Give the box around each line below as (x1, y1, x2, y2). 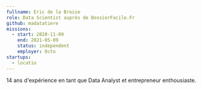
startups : (6, 54, 32, 60)
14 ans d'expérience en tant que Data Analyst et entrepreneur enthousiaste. (6, 77, 197, 84)
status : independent (17, 43, 70, 49)
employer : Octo (17, 49, 56, 55)
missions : (6, 26, 32, 32)
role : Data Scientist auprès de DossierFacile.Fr (6, 15, 135, 21)
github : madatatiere (6, 20, 59, 26)
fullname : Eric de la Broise (6, 9, 81, 15)
